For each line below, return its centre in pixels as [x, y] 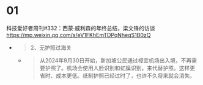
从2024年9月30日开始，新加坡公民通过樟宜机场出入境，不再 [116, 60]
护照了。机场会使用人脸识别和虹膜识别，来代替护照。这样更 [120, 68]
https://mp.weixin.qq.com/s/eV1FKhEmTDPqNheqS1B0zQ [79, 35]
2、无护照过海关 [51, 47]
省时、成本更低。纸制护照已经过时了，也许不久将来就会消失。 [117, 75]
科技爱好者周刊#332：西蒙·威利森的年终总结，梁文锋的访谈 [81, 28]
